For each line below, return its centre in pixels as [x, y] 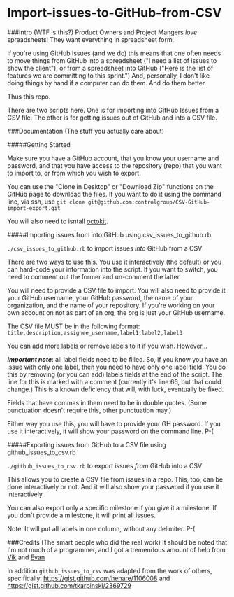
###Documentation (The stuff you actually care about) [86, 131]
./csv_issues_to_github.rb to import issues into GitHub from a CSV [105, 248]
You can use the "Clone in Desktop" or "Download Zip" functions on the [111, 186]
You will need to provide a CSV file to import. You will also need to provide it [116, 290]
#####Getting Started [39, 144]
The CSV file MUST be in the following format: [74, 326]
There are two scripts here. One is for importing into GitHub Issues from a [113, 110]
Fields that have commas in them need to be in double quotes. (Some [107, 402]
